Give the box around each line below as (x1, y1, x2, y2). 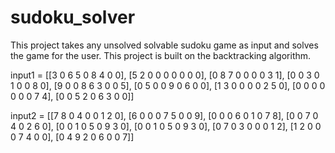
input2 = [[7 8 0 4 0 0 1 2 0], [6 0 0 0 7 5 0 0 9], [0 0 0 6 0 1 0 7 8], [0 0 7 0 (10, 109, 319, 121)
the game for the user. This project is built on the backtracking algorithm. (10, 49, 312, 61)
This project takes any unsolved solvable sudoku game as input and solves (10, 39, 319, 51)
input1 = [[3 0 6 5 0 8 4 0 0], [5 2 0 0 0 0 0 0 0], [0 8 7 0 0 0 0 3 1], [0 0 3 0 (10, 69, 320, 81)
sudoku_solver (10, 6, 136, 29)
